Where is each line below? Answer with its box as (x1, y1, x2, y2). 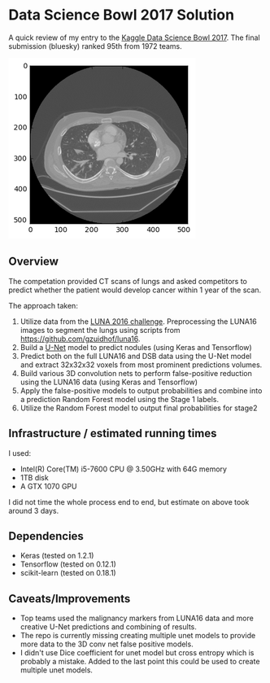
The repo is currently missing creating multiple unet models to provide (20, 631, 256, 641)
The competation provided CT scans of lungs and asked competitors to (8, 276, 248, 286)
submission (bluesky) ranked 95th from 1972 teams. (8, 41, 182, 50)
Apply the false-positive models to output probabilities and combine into (20, 385, 263, 396)
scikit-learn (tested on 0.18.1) (20, 568, 116, 578)
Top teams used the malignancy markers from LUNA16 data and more (20, 613, 254, 624)
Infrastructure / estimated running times (8, 427, 217, 440)
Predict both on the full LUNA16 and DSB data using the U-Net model (20, 351, 252, 361)
